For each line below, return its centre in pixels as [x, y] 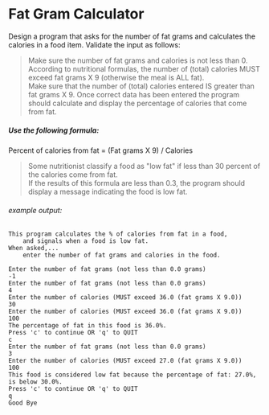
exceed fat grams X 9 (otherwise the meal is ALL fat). [116, 77]
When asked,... [34, 249]
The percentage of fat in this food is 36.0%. [88, 326]
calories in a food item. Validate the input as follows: [94, 44]
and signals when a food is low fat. [86, 241]
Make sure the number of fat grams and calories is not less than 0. [138, 60]
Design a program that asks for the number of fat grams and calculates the [132, 36]
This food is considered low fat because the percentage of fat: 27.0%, [132, 375]
